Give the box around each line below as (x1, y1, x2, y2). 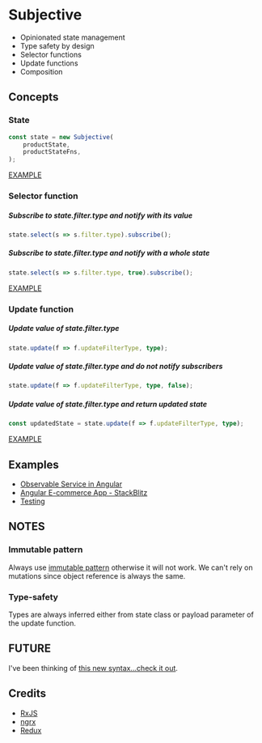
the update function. (8, 618, 77, 628)
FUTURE (8, 642, 51, 656)
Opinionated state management (19, 32, 125, 42)
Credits (8, 686, 47, 701)
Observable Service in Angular (19, 479, 123, 489)
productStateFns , (23, 148, 82, 156)
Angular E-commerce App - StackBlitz (19, 488, 148, 497)
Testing (19, 496, 46, 506)
